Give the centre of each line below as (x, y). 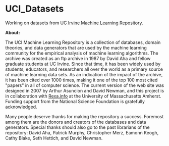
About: (13, 32)
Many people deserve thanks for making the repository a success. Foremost (84, 116)
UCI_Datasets (35, 9)
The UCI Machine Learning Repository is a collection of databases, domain (83, 42)
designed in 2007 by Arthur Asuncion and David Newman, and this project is (85, 90)
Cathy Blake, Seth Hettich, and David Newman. (54, 138)
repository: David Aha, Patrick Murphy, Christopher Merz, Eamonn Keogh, (82, 132)
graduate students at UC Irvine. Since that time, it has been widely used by (83, 64)
